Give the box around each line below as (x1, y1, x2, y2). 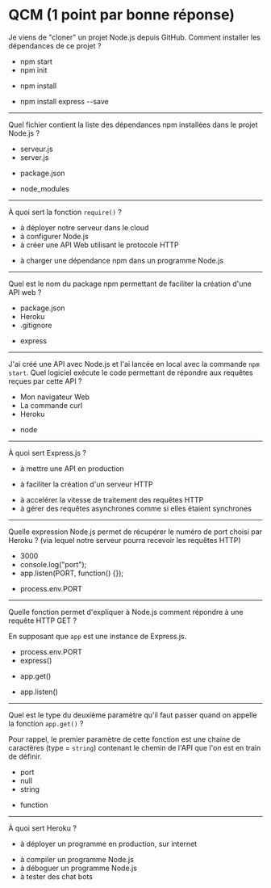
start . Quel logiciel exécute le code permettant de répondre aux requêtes (8, 368, 253, 377)
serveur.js (19, 144, 54, 154)
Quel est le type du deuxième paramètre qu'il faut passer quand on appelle (8, 709, 257, 720)
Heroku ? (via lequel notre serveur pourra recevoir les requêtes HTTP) (8, 535, 241, 545)
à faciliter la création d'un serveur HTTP (19, 479, 153, 489)
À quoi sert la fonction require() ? (8, 207, 123, 217)
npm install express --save (19, 96, 109, 106)
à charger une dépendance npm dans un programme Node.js (19, 255, 224, 265)
